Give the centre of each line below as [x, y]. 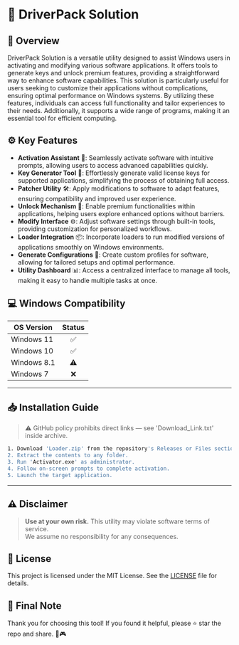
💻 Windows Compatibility [67, 304]
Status [74, 327]
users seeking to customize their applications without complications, [108, 88]
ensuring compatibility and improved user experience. [97, 198]
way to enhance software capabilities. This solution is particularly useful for [118, 80]
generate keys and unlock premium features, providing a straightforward [113, 73]
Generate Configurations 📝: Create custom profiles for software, [113, 255]
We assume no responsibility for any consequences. [102, 536]
